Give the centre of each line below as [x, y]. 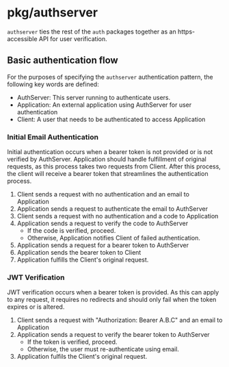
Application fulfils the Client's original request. [82, 357]
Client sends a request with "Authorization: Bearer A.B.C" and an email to [120, 320]
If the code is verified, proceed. [71, 231]
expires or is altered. [36, 307]
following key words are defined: [53, 84]
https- [186, 31]
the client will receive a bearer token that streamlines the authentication [108, 174]
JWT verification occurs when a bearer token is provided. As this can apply [113, 292]
